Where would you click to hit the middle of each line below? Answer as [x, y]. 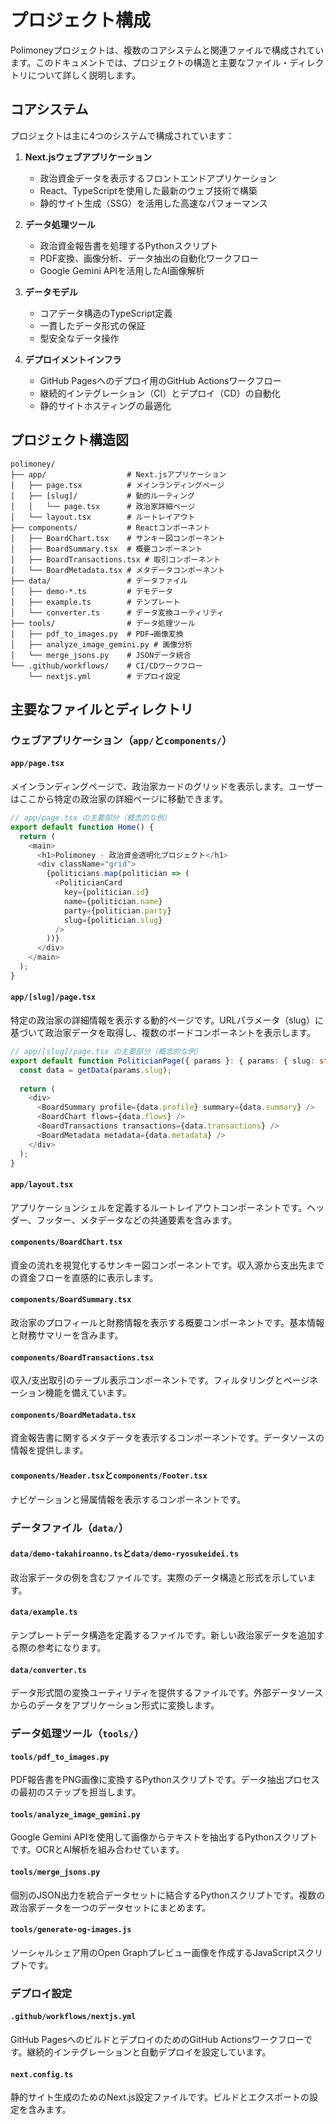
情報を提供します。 [49, 1450]
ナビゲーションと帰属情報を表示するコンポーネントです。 [128, 1499]
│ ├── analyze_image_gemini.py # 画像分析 [101, 644]
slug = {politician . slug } [113, 920]
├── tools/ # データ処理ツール [103, 623]
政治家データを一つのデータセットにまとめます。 [111, 1907]
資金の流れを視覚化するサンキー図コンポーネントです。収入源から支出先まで [167, 1265]
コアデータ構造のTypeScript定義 [106, 313]
